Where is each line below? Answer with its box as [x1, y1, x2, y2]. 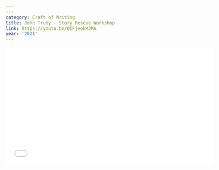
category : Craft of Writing [5, 14, 76, 20]
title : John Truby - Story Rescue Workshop [5, 20, 115, 26]
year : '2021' [5, 31, 38, 37]
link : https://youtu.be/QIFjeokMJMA [5, 25, 96, 32]
